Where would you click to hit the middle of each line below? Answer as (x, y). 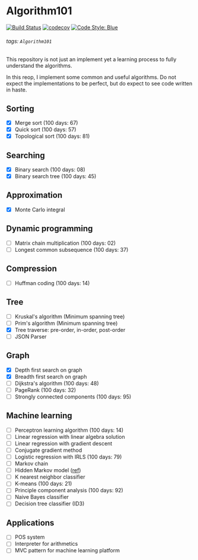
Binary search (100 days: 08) (50, 169)
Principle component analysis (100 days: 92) (69, 491)
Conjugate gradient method (48, 450)
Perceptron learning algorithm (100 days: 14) (69, 430)
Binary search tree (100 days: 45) (55, 176)
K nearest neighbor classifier (50, 477)
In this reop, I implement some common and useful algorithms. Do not (91, 77)
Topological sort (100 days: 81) (52, 136)
